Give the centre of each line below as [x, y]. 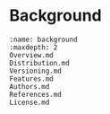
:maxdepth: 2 [34, 47]
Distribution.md [39, 63]
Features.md [31, 79]
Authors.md [30, 86]
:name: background [43, 39]
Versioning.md [36, 71]
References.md [36, 94]
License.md [30, 102]
